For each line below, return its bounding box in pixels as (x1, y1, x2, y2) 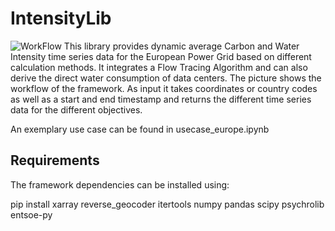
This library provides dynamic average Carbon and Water (63, 40, 300, 52)
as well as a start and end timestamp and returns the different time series (10, 93, 312, 105)
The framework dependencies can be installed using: (10, 178, 230, 191)
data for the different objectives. (10, 103, 143, 116)
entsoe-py (10, 208, 53, 221)
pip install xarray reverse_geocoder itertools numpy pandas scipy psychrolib (10, 198, 325, 210)
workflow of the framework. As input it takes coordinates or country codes (10, 82, 318, 94)
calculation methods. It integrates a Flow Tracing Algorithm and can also (10, 61, 308, 73)
